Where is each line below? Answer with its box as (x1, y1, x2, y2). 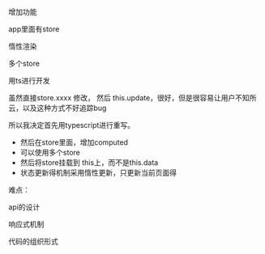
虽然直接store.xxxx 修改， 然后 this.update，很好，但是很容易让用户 (8, 93, 236, 103)
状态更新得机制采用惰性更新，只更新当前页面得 (19, 168, 177, 177)
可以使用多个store (19, 148, 81, 157)
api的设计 (8, 202, 41, 212)
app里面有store (8, 24, 60, 34)
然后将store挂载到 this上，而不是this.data (19, 158, 159, 167)
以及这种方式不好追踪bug (22, 104, 107, 112)
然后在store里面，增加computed (19, 138, 128, 147)
